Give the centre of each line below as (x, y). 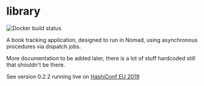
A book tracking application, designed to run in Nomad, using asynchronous (102, 40)
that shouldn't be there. (36, 65)
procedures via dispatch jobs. (44, 46)
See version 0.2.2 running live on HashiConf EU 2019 (73, 76)
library (24, 11)
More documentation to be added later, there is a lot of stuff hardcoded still (101, 58)
